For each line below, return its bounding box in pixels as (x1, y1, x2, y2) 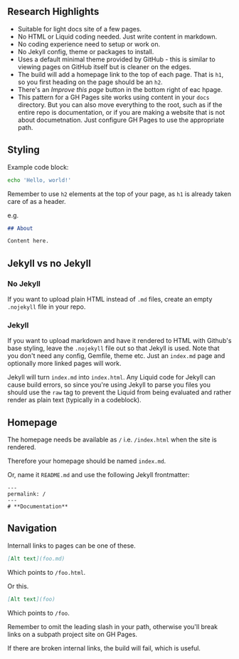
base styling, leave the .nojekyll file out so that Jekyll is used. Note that (7, 344, 220, 352)
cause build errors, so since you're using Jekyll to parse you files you (7, 381, 211, 389)
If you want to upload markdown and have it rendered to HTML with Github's (7, 337, 232, 345)
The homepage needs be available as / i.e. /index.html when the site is (7, 435, 217, 444)
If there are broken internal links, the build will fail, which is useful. (7, 643, 201, 652)
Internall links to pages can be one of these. (7, 541, 137, 550)
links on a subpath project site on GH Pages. (7, 630, 137, 638)
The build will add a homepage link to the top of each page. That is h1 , (17, 70, 224, 78)
